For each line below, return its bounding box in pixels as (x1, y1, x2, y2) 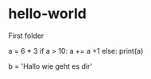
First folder (8, 31, 45, 40)
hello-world (8, 5, 87, 23)
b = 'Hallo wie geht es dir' (8, 61, 93, 71)
